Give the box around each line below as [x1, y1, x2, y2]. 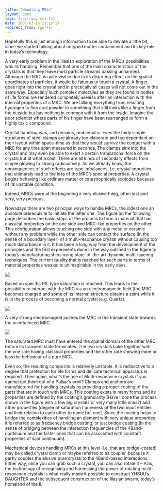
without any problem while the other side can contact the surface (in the [5, 231, 149, 237]
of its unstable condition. [5, 181, 55, 187]
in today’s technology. [5, 49, 49, 55]
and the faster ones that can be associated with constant [27, 431, 142, 437]
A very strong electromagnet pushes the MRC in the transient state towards [5, 315, 156, 321]
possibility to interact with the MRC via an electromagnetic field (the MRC [5, 286, 152, 292]
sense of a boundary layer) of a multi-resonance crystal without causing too [5, 236, 157, 242]
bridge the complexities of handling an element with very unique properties [5, 415, 155, 421]
